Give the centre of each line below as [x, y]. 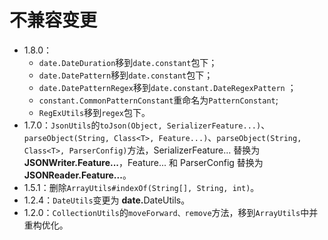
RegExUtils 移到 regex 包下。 [94, 112]
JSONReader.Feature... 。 [77, 175]
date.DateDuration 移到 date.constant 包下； [128, 62]
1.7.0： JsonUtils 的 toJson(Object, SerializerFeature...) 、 [147, 125]
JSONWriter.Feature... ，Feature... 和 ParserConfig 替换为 [143, 162]
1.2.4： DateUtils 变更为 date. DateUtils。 [107, 200]
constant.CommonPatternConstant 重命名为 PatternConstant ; [158, 100]
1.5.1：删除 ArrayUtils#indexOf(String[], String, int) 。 [141, 187]
